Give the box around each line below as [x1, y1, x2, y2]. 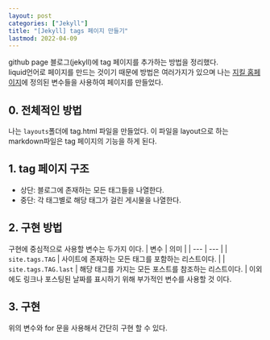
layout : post [8, 11, 52, 20]
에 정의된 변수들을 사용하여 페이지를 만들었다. [21, 77, 164, 87]
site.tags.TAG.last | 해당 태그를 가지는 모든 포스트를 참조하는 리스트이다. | [8, 263, 247, 274]
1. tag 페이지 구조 [8, 162, 90, 176]
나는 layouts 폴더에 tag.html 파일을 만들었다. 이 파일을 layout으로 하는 [8, 126, 229, 136]
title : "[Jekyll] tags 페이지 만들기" [8, 27, 129, 35]
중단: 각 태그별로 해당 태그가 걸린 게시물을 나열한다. [19, 195, 181, 205]
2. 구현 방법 [8, 221, 63, 234]
